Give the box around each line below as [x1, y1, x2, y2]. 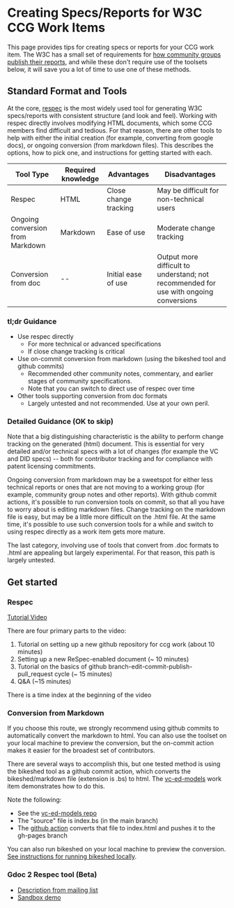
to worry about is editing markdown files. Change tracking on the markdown [7, 505, 226, 514]
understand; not [156, 269, 209, 279]
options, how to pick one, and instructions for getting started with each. [7, 148, 212, 156]
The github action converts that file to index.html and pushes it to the [17, 824, 216, 833]
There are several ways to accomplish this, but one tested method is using [7, 760, 221, 768]
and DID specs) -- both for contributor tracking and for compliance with [7, 455, 213, 463]
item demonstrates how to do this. [7, 782, 106, 791]
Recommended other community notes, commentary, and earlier [27, 369, 214, 378]
